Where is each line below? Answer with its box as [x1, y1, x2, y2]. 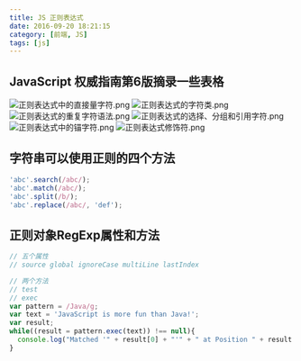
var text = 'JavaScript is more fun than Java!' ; [9, 310, 200, 320]
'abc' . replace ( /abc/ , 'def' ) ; [9, 200, 123, 210]
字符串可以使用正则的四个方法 [9, 150, 176, 167]
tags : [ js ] [9, 38, 50, 48]
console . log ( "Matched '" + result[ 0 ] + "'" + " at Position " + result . [17, 335, 296, 345]
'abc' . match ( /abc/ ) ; [9, 184, 87, 193]
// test [9, 284, 39, 293]
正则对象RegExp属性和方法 [9, 227, 160, 243]
